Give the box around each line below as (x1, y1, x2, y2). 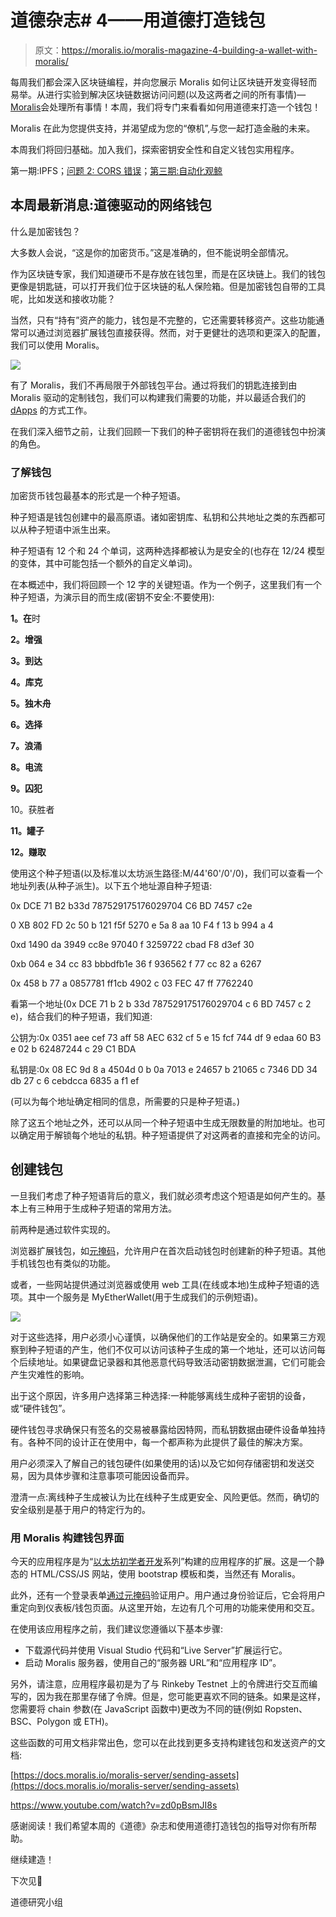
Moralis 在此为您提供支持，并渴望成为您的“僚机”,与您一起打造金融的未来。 (10, 122, 316, 134)
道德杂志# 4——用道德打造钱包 (10, 9, 266, 32)
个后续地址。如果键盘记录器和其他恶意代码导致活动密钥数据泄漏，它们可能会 (10, 1356, 326, 1368)
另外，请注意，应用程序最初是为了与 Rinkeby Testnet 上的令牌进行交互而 (10, 1678, 310, 1690)
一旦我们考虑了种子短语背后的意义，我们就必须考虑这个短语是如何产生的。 (10, 1189, 317, 1201)
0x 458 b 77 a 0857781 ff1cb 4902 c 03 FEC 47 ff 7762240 (10, 977, 253, 990)
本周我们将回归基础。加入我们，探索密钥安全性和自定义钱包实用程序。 (10, 143, 300, 155)
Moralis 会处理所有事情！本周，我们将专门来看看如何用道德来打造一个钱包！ (10, 101, 322, 113)
